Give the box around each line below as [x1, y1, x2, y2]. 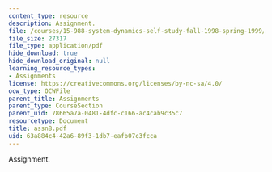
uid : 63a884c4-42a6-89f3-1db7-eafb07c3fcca [8, 132, 158, 140]
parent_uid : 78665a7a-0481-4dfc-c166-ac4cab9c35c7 [8, 110, 183, 118]
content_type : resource [8, 11, 89, 20]
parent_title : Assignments [8, 94, 100, 103]
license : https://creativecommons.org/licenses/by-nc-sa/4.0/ [8, 79, 223, 87]
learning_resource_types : [8, 65, 96, 73]
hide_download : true [8, 49, 79, 57]
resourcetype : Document [8, 117, 89, 125]
